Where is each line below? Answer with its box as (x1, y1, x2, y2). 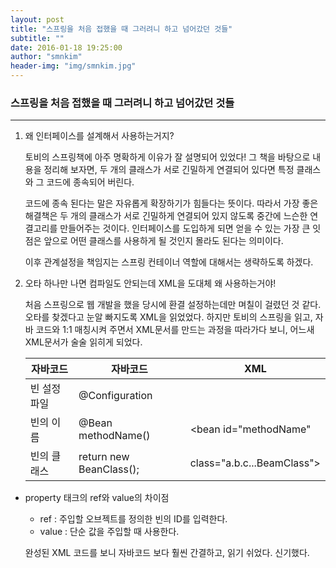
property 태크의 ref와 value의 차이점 (24, 492, 170, 504)
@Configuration (78, 389, 153, 403)
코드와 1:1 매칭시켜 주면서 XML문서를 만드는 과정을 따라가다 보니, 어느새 (35, 324, 315, 336)
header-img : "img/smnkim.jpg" (10, 61, 137, 71)
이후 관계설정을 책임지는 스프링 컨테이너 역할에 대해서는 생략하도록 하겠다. (24, 256, 314, 268)
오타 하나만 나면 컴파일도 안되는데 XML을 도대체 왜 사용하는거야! (24, 277, 277, 290)
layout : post (10, 14, 65, 25)
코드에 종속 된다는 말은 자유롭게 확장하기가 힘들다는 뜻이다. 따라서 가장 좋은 (24, 197, 319, 210)
